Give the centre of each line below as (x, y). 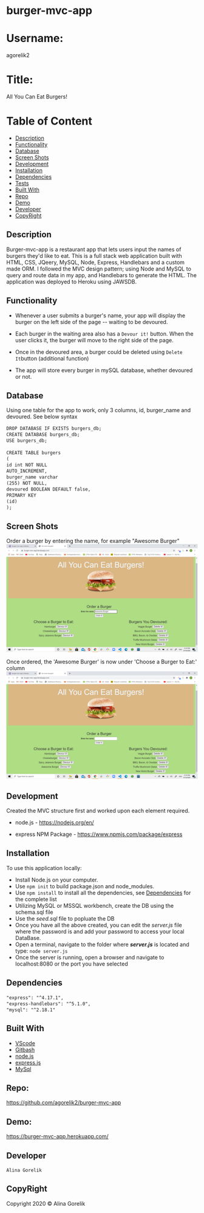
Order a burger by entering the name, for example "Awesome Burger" (93, 541)
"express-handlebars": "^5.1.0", (49, 1004)
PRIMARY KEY (21, 496)
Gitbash (25, 1049)
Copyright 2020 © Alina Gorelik (46, 1203)
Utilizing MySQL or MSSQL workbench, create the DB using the (94, 905)
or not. (23, 376)
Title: (20, 80)
